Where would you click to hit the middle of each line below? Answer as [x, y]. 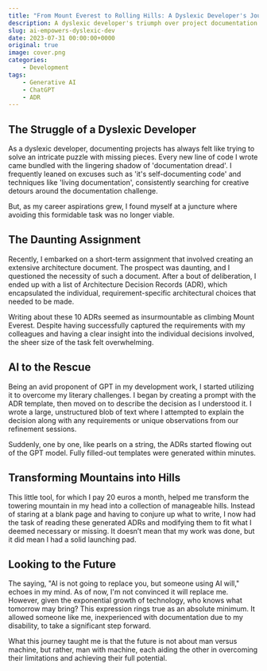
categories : [28, 61]
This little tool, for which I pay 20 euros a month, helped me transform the [129, 497]
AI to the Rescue [50, 367]
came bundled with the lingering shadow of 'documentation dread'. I [120, 166]
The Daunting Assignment [75, 240]
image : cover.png [37, 53]
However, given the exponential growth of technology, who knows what [125, 600]
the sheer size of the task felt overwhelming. [81, 342]
